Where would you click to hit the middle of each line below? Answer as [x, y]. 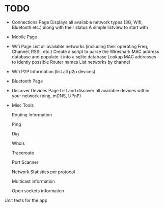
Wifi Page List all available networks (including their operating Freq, [80, 46]
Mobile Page [24, 37]
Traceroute [23, 153]
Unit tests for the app [26, 200]
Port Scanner [25, 162]
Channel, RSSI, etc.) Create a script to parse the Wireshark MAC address [85, 52]
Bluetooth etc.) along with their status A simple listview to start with [80, 27]
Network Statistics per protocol [43, 172]
